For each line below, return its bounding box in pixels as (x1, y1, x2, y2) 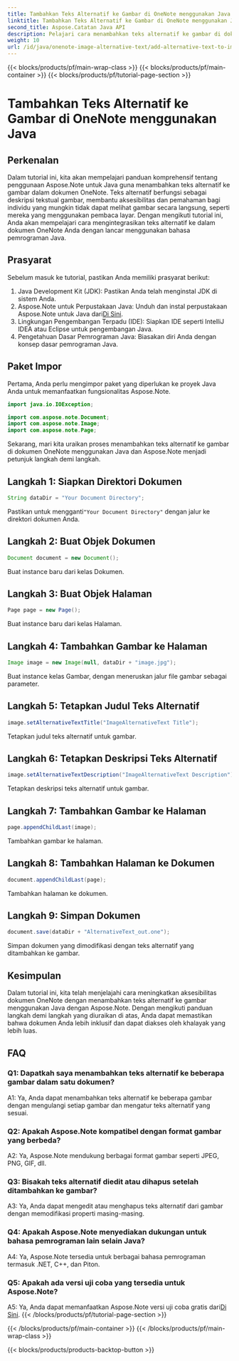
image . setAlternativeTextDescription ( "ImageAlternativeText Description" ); (7, 771, 237, 778)
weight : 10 (7, 37, 40, 44)
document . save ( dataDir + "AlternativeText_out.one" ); (7, 929, 171, 936)
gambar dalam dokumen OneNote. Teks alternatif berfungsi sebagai (7, 188, 207, 197)
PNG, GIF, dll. (7, 1159, 47, 1168)
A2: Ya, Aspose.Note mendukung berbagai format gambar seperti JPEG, (7, 1152, 219, 1160)
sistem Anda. (17, 294, 57, 303)
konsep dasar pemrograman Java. (17, 340, 119, 348)
